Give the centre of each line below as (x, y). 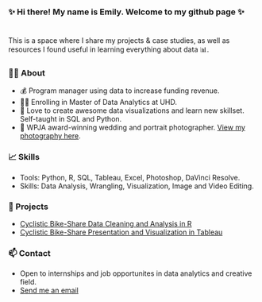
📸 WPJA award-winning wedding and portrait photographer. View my (133, 128)
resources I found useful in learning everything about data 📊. (109, 49)
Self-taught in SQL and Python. (71, 119)
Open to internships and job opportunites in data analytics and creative (136, 273)
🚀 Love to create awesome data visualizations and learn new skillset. (132, 110)
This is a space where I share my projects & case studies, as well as (119, 41)
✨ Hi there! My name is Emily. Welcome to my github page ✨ (126, 12)
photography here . (50, 136)
